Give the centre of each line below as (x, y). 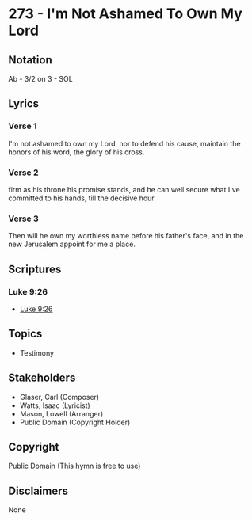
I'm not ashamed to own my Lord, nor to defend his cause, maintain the (124, 143)
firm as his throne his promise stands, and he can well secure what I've (124, 189)
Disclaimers (38, 491)
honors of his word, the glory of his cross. (76, 152)
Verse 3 (23, 219)
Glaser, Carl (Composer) (59, 397)
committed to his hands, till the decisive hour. (82, 198)
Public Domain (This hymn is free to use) (74, 466)
